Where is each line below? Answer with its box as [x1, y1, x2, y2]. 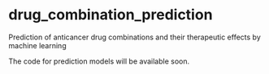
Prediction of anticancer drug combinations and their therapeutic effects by [8, 32, 262, 42]
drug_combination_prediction [8, 6, 213, 24]
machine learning [8, 40, 67, 50]
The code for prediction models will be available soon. [8, 56, 190, 66]
